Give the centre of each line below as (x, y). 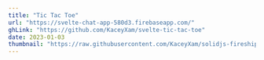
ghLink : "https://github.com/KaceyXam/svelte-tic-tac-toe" (107, 30)
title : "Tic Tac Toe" (44, 15)
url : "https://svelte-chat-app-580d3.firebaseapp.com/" (101, 23)
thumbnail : (26, 44)
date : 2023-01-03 (37, 37)
